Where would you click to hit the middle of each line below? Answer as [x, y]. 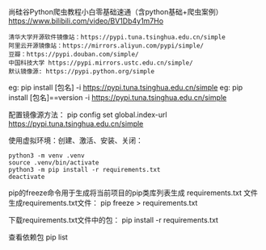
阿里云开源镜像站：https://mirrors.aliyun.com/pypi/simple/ [106, 46]
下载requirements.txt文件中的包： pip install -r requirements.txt [113, 220]
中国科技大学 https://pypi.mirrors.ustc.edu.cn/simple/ [101, 63]
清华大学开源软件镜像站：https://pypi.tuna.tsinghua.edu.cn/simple [117, 37]
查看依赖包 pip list [38, 237]
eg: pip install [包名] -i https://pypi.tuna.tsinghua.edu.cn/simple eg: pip [126, 87]
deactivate [27, 177]
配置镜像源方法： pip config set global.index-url [88, 115]
